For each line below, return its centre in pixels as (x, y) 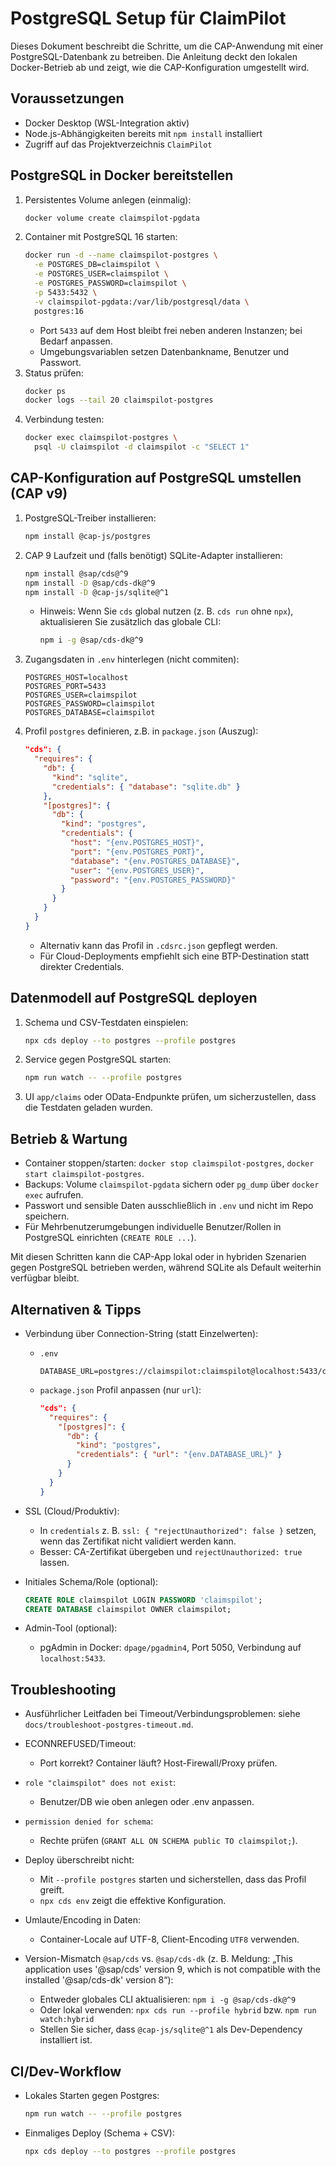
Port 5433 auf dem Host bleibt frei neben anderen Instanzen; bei (171, 330)
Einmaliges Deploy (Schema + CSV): (99, 2133)
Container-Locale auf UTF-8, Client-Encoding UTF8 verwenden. (169, 1939)
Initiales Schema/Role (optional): (91, 1581)
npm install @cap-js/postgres (88, 536)
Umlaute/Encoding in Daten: (82, 1920)
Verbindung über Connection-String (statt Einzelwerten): (141, 1333)
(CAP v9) (39, 493)
